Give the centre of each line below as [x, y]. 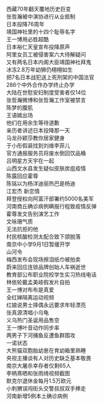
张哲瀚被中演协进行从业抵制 [41, 16]
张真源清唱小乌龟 [28, 312]
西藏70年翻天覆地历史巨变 [39, 9]
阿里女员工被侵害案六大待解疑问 [46, 54]
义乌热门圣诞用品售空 [33, 320]
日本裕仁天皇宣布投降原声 [38, 47]
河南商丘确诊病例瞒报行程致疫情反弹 [51, 206]
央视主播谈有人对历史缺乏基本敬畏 [49, 358]
